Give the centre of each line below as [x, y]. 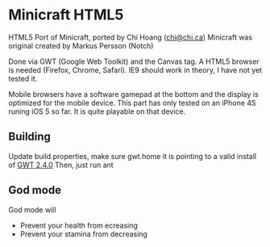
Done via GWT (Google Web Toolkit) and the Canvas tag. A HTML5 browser [134, 61]
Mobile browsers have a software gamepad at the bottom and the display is [134, 94]
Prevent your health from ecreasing [79, 225]
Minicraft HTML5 [66, 15]
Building [29, 137]
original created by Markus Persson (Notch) [81, 45]
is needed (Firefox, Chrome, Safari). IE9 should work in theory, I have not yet [135, 69]
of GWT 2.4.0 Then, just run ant [61, 165]
